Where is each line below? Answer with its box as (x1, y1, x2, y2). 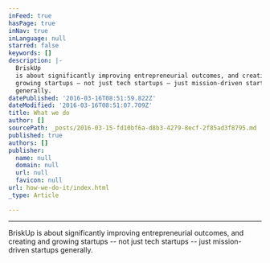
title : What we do (8, 109, 70, 117)
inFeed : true (8, 11, 52, 20)
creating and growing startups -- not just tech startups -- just (8, 236, 211, 246)
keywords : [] (8, 49, 52, 57)
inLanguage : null (8, 34, 67, 43)
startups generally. (31, 245, 93, 254)
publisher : (8, 146, 45, 154)
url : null (15, 169, 48, 177)
